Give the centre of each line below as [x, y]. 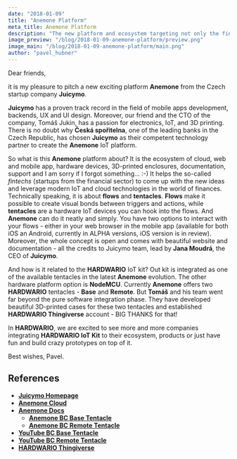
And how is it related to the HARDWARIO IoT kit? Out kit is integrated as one [118, 269]
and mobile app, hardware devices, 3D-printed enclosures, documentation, [117, 166]
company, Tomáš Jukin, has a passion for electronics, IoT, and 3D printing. [116, 122]
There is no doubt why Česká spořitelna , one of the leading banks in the [113, 130]
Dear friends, [27, 73]
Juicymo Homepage [49, 395]
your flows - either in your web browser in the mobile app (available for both [118, 226]
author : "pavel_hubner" [43, 53]
